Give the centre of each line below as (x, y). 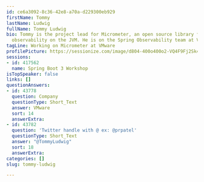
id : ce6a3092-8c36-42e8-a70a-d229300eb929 (61, 12)
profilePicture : (27, 52)
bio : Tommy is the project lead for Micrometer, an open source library (100, 35)
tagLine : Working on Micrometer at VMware (61, 46)
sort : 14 (23, 113)
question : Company (35, 96)
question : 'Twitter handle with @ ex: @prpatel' (74, 130)
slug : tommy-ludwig (31, 164)
